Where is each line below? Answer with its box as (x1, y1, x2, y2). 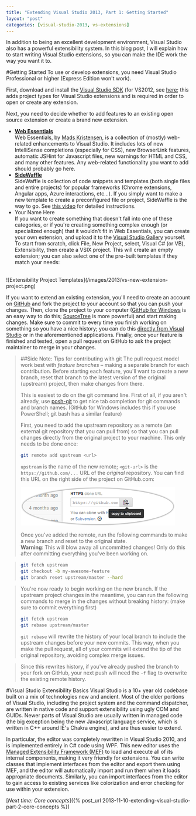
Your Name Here (14, 209, 55, 216)
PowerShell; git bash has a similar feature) (20, 410, 122, 417)
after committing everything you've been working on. (20, 550, 149, 557)
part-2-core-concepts (6, 803, 60, 810)
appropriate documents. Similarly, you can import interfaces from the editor (6, 773, 188, 780)
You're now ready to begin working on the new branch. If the (20, 585, 167, 592)
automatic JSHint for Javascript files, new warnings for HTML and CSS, (14, 153, 187, 160)
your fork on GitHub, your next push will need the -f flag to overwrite (20, 669, 187, 676)
